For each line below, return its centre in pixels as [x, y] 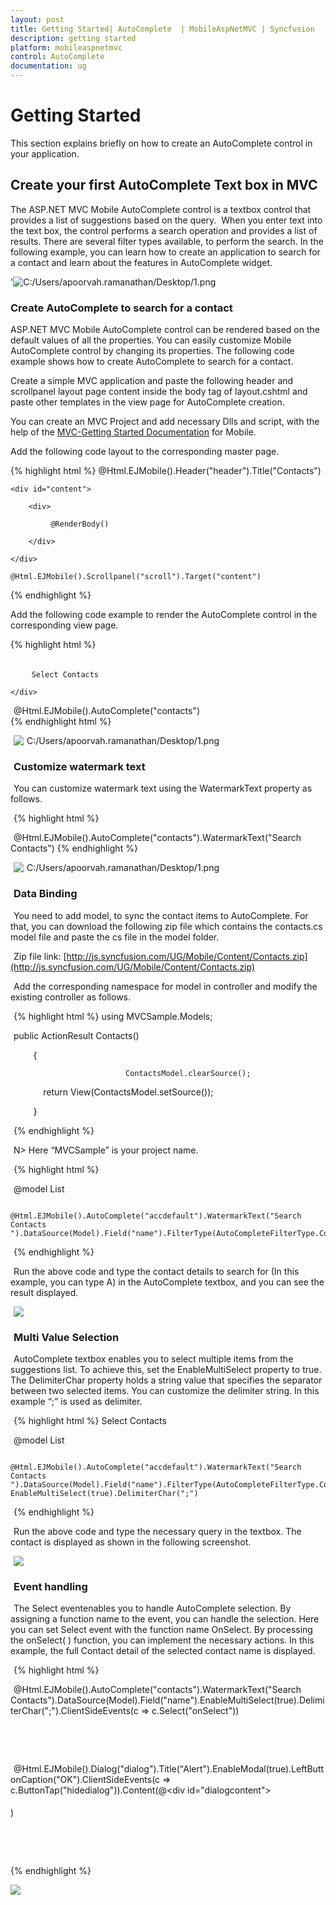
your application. [45, 153]
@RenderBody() [80, 524]
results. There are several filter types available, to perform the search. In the [167, 241]
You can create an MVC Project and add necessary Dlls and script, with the [165, 422]
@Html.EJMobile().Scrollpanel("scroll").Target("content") [136, 577]
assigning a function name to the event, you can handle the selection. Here [165, 1619]
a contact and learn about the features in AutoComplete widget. [141, 262]
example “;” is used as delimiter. [76, 1401]
